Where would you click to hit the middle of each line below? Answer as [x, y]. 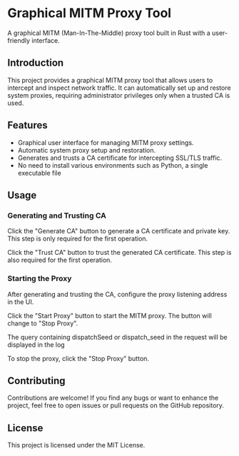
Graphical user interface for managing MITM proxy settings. [106, 142]
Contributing [36, 381]
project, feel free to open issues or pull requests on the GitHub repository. [116, 405]
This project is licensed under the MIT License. [76, 445]
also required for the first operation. [60, 260]
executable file [40, 173]
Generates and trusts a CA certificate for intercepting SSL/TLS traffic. [120, 158]
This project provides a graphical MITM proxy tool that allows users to [110, 80]
